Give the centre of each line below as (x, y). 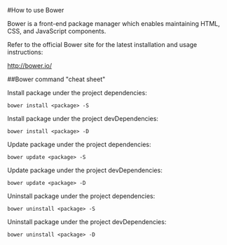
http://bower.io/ (30, 65)
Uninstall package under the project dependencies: (81, 196)
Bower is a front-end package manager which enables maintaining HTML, (114, 23)
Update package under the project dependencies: (80, 144)
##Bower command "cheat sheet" (56, 79)
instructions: (25, 52)
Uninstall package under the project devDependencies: (87, 222)
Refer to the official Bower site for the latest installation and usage (102, 44)
